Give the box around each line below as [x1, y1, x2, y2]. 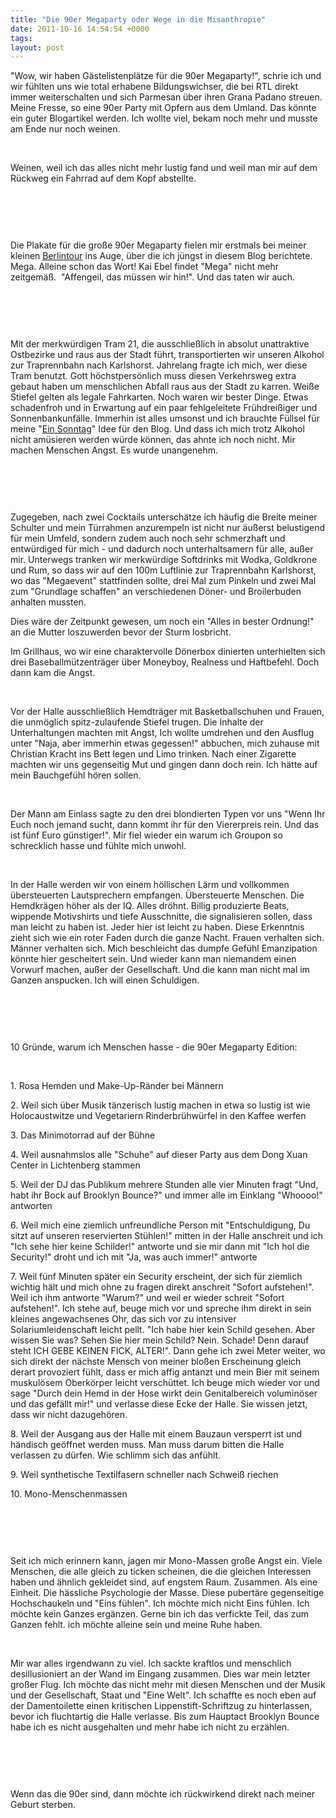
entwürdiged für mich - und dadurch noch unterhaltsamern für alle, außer [10, 543, 314, 555]
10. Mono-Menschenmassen [10, 1488, 128, 1500]
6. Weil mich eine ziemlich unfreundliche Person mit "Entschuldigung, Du [10, 1219, 311, 1231]
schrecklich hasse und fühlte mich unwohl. [10, 840, 187, 852]
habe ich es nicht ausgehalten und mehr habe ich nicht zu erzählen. [10, 1721, 290, 1733]
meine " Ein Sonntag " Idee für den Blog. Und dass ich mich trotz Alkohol [10, 423, 305, 435]
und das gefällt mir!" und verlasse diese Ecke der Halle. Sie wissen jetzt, [10, 1398, 308, 1410]
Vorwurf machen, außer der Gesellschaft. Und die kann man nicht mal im [10, 964, 310, 976]
